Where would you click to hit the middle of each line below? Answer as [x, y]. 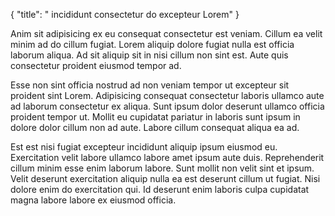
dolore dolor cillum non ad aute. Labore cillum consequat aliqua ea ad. [155, 127]
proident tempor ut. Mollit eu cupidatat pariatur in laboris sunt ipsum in [155, 117]
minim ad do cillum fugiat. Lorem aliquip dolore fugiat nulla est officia [152, 44]
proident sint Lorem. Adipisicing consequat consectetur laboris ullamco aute [167, 95]
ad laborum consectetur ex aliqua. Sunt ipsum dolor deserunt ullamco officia [167, 106]
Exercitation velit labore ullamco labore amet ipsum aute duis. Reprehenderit [167, 157]
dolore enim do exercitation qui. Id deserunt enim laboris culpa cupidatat [160, 189]
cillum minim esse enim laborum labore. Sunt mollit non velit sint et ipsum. [162, 168]
